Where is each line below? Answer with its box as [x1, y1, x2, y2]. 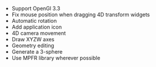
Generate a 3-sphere [11, 48, 63, 55]
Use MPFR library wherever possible [11, 55, 101, 61]
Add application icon [11, 23, 62, 30]
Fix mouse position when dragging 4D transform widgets [11, 11, 150, 18]
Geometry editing [11, 42, 55, 49]
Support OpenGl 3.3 [11, 5, 61, 12]
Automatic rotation [11, 17, 57, 24]
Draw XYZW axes [11, 36, 55, 43]
